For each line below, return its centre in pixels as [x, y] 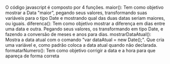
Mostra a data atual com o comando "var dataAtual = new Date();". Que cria [85, 40]
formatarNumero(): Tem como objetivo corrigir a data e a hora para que [80, 51]
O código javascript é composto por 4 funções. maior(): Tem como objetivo [84, 7]
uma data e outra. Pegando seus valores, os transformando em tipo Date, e [84, 29]
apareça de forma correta [32, 56]
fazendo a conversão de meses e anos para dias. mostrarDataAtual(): [78, 34]
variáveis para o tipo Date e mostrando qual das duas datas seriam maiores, [85, 18]
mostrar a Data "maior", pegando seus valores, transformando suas [76, 13]
